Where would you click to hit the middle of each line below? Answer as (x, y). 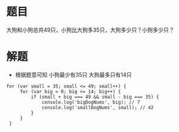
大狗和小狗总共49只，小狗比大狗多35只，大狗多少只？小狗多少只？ (90, 30)
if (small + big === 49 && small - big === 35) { (95, 97)
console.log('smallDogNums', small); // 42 (98, 107)
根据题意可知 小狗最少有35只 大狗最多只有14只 (73, 75)
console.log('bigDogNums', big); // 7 (91, 102)
